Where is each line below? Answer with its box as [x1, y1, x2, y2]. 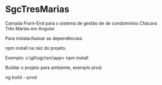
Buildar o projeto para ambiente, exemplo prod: [5, 64, 103, 70]
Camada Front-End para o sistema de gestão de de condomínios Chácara [5, 20, 157, 26]
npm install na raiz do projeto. [5, 45, 67, 51]
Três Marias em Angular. [5, 25, 56, 31]
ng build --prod [5, 74, 37, 80]
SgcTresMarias [5, 4, 69, 15]
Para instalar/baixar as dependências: [5, 35, 83, 41]
